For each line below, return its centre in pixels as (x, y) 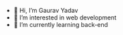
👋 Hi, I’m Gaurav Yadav (46, 10)
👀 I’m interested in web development (65, 17)
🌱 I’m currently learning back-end (60, 25)
